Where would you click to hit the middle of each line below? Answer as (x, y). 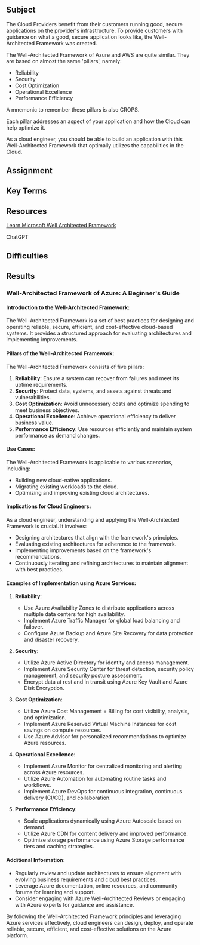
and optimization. (45, 718)
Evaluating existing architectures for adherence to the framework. (96, 544)
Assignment (29, 170)
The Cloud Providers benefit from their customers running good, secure (95, 24)
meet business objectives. (47, 410)
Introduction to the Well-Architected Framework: (68, 307)
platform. (17, 935)
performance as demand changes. (57, 435)
